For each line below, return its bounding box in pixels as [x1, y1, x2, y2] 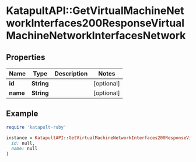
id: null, [11, 140, 35, 146]
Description [54, 70, 88, 77]
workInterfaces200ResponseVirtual [6, 16, 185, 30]
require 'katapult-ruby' [6, 124, 66, 130]
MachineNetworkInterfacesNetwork [6, 29, 186, 42]
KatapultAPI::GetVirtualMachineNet [6, 4, 185, 18]
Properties [6, 52, 45, 62]
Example [6, 109, 38, 119]
